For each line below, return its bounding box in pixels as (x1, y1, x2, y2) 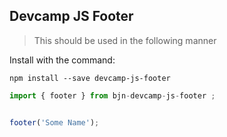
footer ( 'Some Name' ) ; (9, 117, 100, 128)
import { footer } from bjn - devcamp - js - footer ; (9, 90, 216, 101)
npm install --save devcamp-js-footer (9, 73, 171, 83)
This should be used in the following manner (33, 34, 217, 46)
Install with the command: (9, 54, 116, 66)
